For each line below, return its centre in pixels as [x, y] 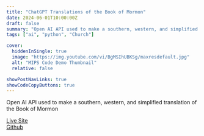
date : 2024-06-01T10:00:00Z [42, 18]
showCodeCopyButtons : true [41, 85]
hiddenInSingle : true [39, 52]
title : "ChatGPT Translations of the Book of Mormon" [76, 12]
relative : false [32, 68]
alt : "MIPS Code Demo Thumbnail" [54, 63]
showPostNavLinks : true [37, 79]
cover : [15, 46]
